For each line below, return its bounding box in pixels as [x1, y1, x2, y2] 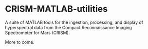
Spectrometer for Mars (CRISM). [5, 30, 70, 35]
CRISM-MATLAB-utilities [5, 3, 108, 15]
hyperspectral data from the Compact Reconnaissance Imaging [5, 24, 132, 30]
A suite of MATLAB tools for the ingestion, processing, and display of [5, 19, 144, 25]
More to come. [5, 39, 35, 45]
